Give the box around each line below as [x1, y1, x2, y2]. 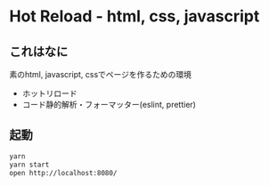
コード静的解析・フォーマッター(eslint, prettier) [21, 100, 196, 109]
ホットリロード [21, 88, 77, 99]
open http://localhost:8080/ [9, 168, 118, 177]
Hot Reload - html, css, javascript [9, 6, 260, 27]
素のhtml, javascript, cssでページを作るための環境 [9, 69, 192, 79]
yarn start [9, 160, 50, 169]
